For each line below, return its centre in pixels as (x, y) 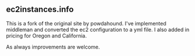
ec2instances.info (40, 10)
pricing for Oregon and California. (46, 36)
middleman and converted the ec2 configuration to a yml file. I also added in (98, 29)
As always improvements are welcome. (53, 47)
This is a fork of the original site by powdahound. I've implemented (86, 23)
